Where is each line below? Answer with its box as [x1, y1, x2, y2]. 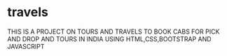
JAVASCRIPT [7, 42, 45, 50]
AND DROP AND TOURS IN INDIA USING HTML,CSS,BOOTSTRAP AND [7, 34, 212, 43]
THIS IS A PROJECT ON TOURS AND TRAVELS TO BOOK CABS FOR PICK [7, 27, 220, 36]
